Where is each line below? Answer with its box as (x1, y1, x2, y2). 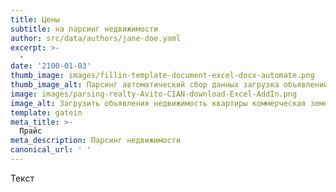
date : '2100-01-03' (10, 61, 92, 71)
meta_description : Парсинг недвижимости (10, 136, 182, 146)
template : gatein (10, 107, 83, 118)
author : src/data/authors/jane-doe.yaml (10, 33, 182, 43)
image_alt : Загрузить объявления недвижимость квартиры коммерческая (10, 98, 307, 108)
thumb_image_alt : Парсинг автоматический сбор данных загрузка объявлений (10, 80, 329, 90)
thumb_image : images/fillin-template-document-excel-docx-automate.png (10, 71, 315, 81)
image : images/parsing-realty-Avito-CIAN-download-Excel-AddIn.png (10, 89, 298, 99)
